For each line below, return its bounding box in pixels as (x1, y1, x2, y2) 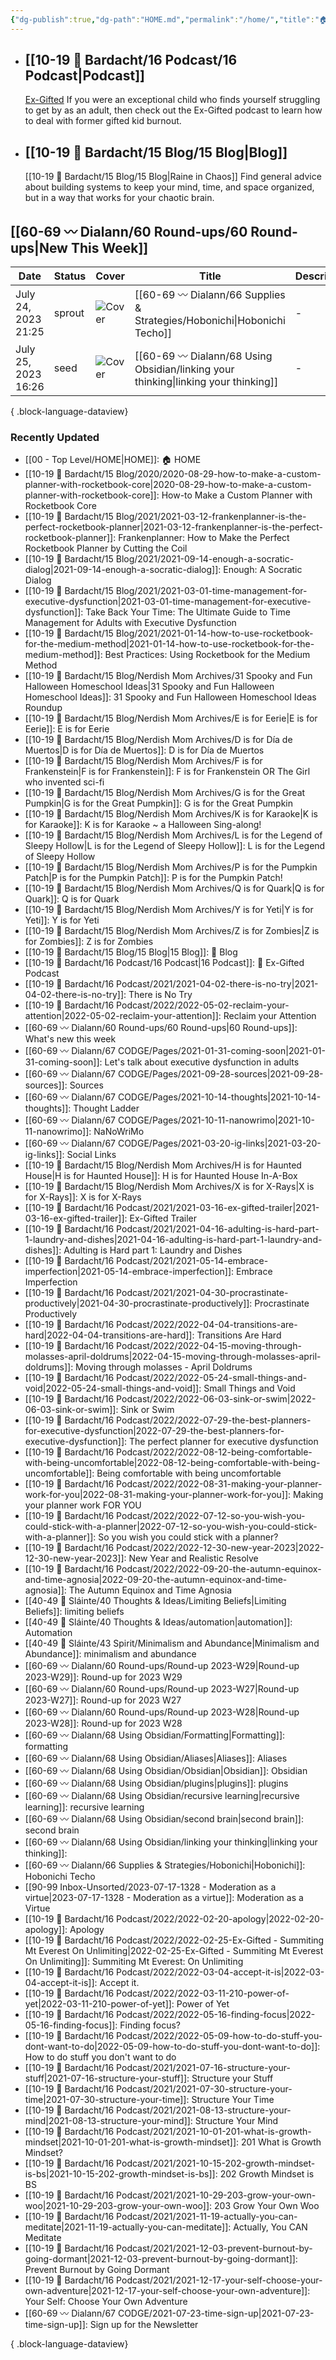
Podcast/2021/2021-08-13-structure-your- (116, 2104, 292, 2116)
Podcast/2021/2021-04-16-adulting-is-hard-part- (116, 1223, 320, 1235)
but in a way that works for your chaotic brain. (24, 192, 215, 204)
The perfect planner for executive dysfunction (129, 1436, 319, 1448)
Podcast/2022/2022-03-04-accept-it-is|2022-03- (116, 1966, 325, 1978)
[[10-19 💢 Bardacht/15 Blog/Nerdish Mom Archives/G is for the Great (24, 787, 306, 799)
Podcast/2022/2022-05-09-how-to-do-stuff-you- (116, 2030, 323, 2042)
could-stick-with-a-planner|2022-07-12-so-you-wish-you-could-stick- (24, 1521, 318, 1533)
